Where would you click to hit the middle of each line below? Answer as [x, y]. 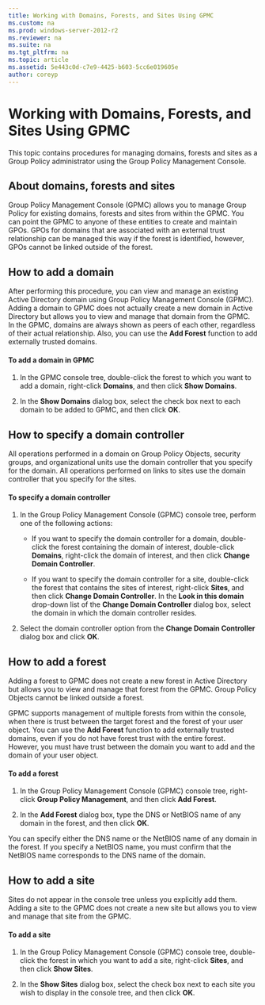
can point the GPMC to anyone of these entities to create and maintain [123, 222]
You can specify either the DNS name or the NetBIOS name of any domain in [133, 838]
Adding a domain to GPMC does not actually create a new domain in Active [131, 308]
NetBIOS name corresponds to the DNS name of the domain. [107, 855]
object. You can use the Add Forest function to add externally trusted [121, 730]
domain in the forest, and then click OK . [84, 823]
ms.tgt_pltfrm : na [38, 52]
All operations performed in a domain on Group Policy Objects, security [125, 454]
